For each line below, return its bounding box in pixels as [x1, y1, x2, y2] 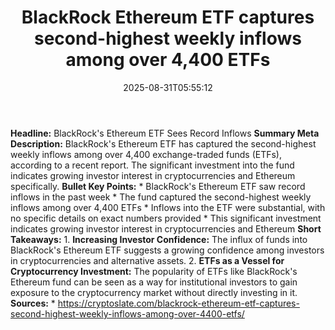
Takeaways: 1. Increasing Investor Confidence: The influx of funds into [10, 233, 308, 245]
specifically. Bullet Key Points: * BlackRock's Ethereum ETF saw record [10, 180, 306, 192]
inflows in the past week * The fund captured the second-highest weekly [10, 191, 312, 203]
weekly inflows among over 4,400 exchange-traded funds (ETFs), [10, 148, 282, 160]
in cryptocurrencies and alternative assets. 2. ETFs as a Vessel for [10, 254, 285, 266]
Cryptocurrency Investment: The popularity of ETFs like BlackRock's [10, 265, 298, 277]
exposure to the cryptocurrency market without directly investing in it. [10, 286, 298, 298]
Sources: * [10, 297, 56, 309]
